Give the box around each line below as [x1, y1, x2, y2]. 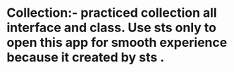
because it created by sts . [6, 50, 165, 66]
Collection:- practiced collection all [6, 5, 217, 21]
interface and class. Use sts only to [6, 20, 216, 36]
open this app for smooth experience [6, 35, 228, 50]
